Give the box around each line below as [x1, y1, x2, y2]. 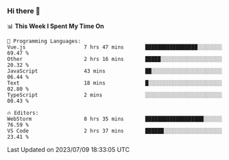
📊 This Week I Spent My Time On [7, 22, 104, 30]
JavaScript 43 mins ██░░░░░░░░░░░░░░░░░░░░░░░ [7, 68, 223, 75]
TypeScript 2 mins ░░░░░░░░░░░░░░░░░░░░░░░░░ [7, 92, 223, 98]
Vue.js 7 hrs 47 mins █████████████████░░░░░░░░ [7, 44, 223, 51]
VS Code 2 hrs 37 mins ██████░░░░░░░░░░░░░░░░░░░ [7, 128, 223, 135]
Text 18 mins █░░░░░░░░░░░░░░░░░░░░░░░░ [7, 80, 223, 87]
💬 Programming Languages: [7, 38, 81, 45]
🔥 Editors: [7, 109, 39, 117]
